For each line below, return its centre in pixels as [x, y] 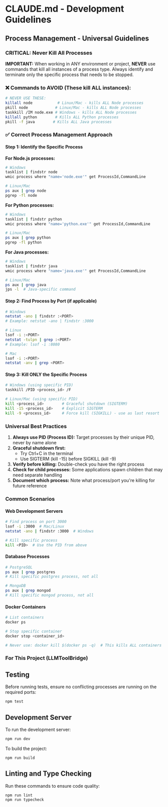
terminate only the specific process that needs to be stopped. [70, 75]
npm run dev [18, 739]
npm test [14, 701]
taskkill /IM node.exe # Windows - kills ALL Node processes [71, 112]
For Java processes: [27, 252]
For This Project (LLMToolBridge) [47, 658]
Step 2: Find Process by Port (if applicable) [51, 301]
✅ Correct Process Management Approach [59, 135]
